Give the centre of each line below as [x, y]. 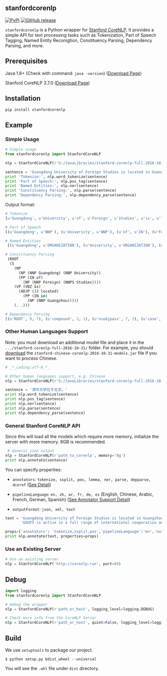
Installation [23, 99]
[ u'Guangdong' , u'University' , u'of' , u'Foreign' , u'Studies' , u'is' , [80, 218]
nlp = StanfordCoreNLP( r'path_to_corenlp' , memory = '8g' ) [65, 455]
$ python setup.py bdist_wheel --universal [51, 659]
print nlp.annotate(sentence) [37, 460]
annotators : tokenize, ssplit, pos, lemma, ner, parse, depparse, [82, 479]
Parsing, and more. [25, 45]
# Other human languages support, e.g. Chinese [55, 376]
